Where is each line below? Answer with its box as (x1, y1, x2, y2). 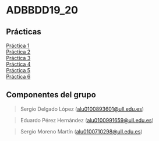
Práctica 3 (6, 55, 31, 61)
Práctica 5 (6, 67, 31, 73)
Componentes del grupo (6, 90, 96, 100)
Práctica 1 (6, 42, 30, 49)
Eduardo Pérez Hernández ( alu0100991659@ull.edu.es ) (20, 117, 154, 124)
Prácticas (6, 27, 42, 37)
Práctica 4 (6, 61, 31, 68)
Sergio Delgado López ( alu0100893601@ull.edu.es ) (20, 105, 144, 112)
